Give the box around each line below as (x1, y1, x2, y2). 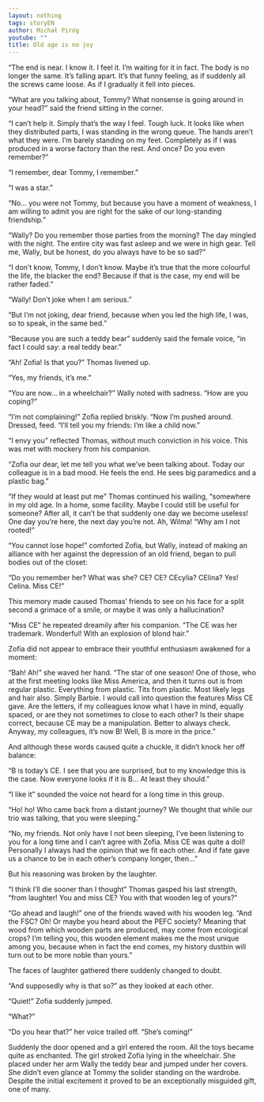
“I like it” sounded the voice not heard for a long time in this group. (8, 789, 224, 800)
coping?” (8, 397, 38, 406)
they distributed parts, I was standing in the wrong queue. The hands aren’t (8, 127, 254, 137)
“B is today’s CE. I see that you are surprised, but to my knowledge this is (8, 766, 247, 776)
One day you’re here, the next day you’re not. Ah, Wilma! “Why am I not (8, 517, 240, 526)
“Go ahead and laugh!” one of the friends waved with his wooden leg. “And (8, 908, 252, 918)
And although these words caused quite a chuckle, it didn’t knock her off (8, 742, 245, 752)
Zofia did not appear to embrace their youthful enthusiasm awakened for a (8, 644, 251, 654)
